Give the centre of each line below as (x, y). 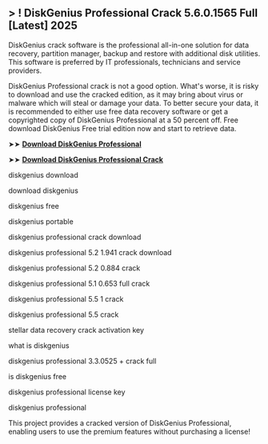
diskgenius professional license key (67, 392)
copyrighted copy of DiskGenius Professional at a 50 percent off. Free (123, 120)
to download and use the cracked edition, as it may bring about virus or (126, 94)
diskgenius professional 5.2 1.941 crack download (90, 252)
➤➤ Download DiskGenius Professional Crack (86, 159)
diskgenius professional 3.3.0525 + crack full (82, 361)
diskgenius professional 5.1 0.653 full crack (79, 283)
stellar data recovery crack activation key (76, 330)
